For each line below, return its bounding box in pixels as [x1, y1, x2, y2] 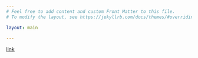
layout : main [6, 25, 38, 30]
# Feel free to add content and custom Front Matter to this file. [6, 8, 176, 15]
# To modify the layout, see [6, 14, 78, 20]
